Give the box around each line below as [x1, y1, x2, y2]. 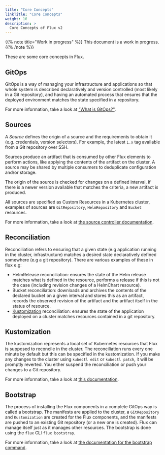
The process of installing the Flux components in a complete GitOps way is [5, 404, 157, 410]
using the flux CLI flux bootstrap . [5, 430, 75, 436]
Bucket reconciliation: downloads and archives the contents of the [12, 287, 147, 293]
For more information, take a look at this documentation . [5, 376, 119, 382]
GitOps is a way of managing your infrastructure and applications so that [5, 81, 153, 87]
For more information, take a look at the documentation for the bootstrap [5, 439, 152, 446]
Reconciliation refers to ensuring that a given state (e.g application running [5, 246, 157, 252]
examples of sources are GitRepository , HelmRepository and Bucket [5, 204, 142, 210]
